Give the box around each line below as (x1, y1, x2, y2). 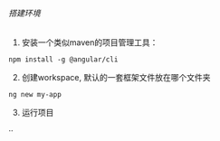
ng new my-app (8, 90, 62, 99)
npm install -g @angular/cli (8, 55, 119, 64)
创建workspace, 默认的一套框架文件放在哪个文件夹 (21, 72, 211, 83)
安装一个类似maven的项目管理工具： (21, 37, 158, 48)
